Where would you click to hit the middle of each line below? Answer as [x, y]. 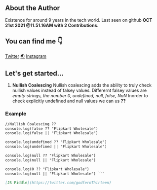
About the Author [33, 8]
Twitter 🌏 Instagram [26, 56]
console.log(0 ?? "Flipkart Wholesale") [47, 169]
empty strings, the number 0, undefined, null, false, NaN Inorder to [80, 96]
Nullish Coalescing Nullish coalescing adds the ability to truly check [82, 85]
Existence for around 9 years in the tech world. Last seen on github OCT [79, 20]
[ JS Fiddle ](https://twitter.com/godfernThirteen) [58, 183]
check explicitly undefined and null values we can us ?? [69, 101]
